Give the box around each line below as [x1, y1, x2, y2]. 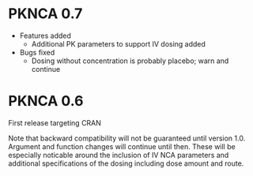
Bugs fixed [19, 47, 55, 57]
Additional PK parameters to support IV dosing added [31, 39, 206, 48]
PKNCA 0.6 [8, 92, 84, 110]
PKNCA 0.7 [8, 5, 83, 23]
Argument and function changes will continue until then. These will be [8, 141, 236, 151]
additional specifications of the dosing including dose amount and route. [8, 159, 244, 168]
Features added [19, 31, 71, 40]
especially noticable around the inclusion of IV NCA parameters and [8, 150, 229, 159]
